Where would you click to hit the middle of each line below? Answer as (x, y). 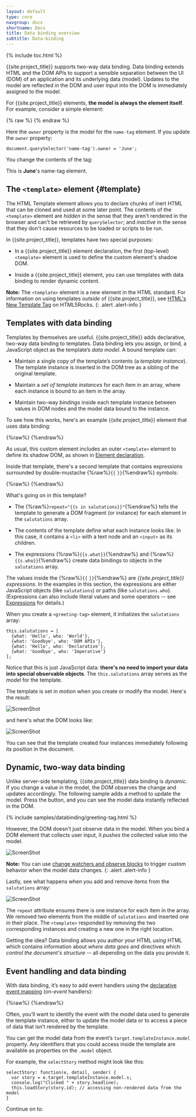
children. (25, 542)
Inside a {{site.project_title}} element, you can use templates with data (99, 274)
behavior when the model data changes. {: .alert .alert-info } (78, 870)
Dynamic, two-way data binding (66, 767)
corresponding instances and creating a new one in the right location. (90, 929)
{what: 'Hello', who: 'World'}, (51, 636)
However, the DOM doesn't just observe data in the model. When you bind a (98, 829)
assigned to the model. (34, 92)
